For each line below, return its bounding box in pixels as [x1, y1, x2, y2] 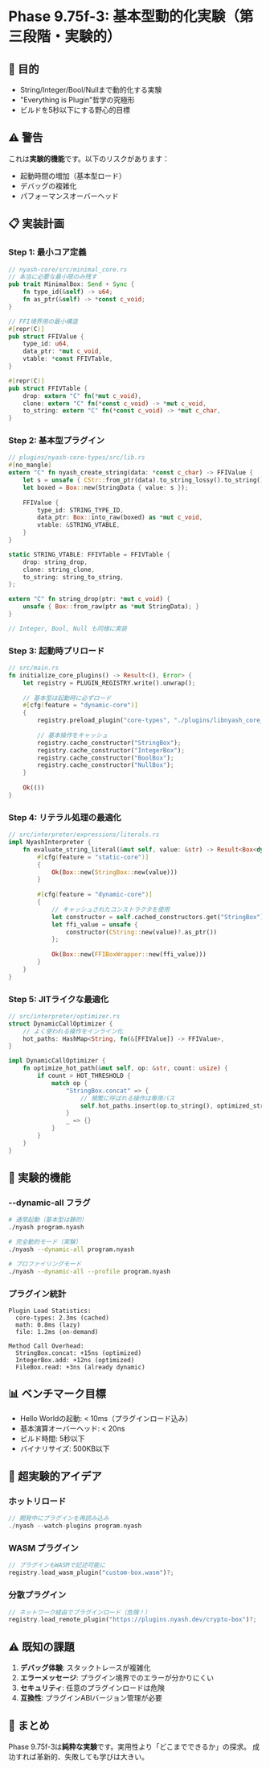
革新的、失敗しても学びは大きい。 [35, 1751, 149, 1761]
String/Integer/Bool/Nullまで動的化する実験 [19, 85, 162, 94]
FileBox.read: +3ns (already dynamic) [15, 1363, 146, 1371]
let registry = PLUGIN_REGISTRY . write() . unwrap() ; [22, 678, 196, 687]
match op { [51, 1079, 88, 1087]
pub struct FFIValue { [8, 332, 84, 341]
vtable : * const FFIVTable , [22, 355, 113, 363]
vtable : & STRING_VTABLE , [37, 521, 121, 529]
